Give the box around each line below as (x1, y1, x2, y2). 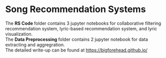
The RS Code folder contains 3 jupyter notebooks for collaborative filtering (5, 20, 161, 26)
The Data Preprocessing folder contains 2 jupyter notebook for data (5, 36, 148, 42)
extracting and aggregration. (5, 41, 65, 47)
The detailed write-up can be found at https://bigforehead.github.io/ (5, 47, 148, 53)
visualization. (5, 31, 33, 37)
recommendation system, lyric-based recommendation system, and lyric (5, 25, 157, 31)
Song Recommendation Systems (5, 4, 146, 15)
